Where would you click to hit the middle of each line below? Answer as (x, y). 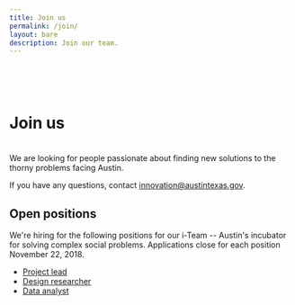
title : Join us (38, 18)
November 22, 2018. (47, 254)
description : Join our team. (64, 43)
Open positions (53, 214)
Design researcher (57, 281)
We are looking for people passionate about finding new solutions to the (143, 158)
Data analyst (45, 291)
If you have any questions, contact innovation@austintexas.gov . (127, 185)
